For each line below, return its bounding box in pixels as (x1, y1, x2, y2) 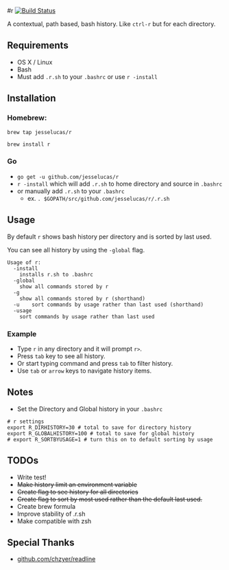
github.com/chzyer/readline (16, 555, 96, 563)
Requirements (7, 40, 69, 52)
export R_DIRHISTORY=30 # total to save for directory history (7, 424, 192, 431)
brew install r (7, 141, 51, 148)
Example (7, 329, 37, 338)
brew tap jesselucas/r (7, 129, 72, 135)
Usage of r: (7, 259, 41, 266)
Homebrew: (7, 113, 47, 123)
